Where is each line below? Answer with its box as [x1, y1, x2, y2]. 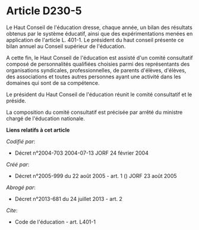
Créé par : [6, 161, 30, 168]
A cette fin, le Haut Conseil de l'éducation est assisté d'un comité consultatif [6, 54, 193, 61]
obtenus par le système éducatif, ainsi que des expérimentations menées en [6, 30, 193, 37]
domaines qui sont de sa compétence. [6, 79, 100, 87]
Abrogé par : [6, 184, 36, 191]
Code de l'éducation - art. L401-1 [14, 218, 96, 225]
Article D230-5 [6, 4, 82, 18]
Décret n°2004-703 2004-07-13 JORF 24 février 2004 [14, 149, 149, 156]
